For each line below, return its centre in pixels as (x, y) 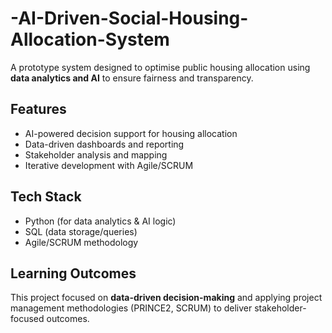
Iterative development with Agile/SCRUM (109, 165)
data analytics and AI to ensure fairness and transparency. (132, 78)
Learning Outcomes (73, 273)
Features (38, 109)
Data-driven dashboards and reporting (104, 144)
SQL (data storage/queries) (81, 231)
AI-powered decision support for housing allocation (131, 133)
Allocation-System (90, 39)
